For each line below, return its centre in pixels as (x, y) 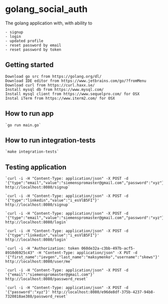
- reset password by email (33, 45)
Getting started (29, 65)
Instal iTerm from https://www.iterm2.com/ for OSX (60, 98)
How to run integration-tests (50, 140)
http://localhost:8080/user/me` (39, 262)
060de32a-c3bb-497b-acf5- (108, 249)
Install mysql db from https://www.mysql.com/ (54, 89)
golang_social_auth (46, 9)
